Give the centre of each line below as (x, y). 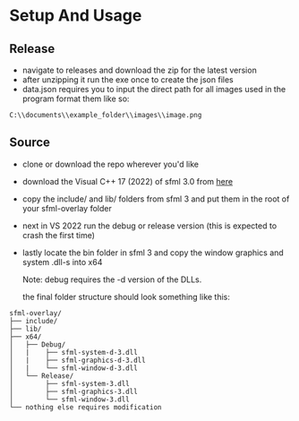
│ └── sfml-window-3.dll (69, 400)
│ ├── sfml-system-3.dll (69, 383)
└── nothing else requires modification (86, 407)
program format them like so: (76, 99)
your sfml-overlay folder (67, 208)
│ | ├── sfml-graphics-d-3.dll (77, 360)
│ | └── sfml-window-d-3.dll (74, 368)
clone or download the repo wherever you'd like (111, 164)
